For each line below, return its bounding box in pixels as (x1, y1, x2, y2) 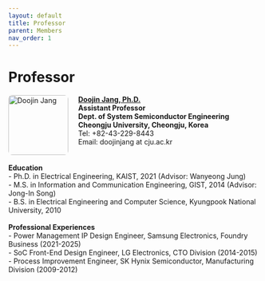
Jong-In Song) (8, 188, 56, 198)
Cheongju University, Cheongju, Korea (78, 121, 209, 130)
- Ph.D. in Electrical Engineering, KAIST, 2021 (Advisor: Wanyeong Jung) (8, 172, 246, 181)
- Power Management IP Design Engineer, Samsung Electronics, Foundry (8, 231, 248, 240)
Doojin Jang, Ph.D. (78, 95, 141, 105)
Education (8, 163, 43, 172)
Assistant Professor (78, 103, 146, 113)
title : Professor (8, 19, 66, 27)
